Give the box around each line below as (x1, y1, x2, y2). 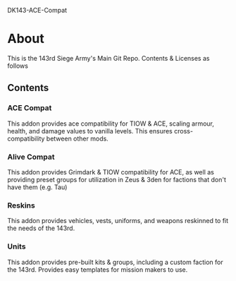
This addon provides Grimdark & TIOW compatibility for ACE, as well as (7, 167, 215, 176)
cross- (173, 126, 194, 135)
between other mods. (46, 134, 109, 143)
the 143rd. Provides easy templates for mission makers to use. (7, 265, 188, 274)
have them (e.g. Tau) (7, 183, 68, 191)
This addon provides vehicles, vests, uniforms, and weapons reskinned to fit (7, 217, 229, 225)
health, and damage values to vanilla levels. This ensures (7, 126, 173, 135)
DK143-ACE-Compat (7, 6, 68, 14)
